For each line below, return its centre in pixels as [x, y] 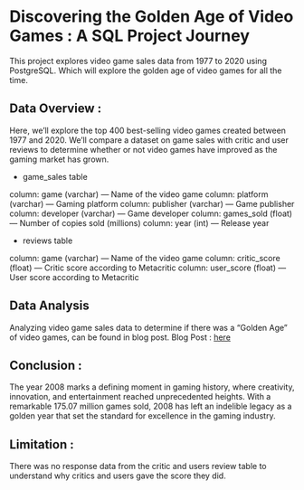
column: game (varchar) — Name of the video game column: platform [139, 194]
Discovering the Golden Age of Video [152, 17]
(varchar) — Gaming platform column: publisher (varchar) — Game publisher [152, 203]
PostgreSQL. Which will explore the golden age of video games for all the [146, 71]
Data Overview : [56, 109]
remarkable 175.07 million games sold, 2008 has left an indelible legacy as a [151, 406]
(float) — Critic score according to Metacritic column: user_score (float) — [148, 268]
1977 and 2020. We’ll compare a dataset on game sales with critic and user [149, 140]
